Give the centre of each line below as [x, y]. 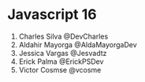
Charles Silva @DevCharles [63, 36]
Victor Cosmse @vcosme [60, 69]
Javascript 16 [52, 15]
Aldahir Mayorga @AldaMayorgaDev [78, 44]
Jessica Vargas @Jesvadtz [63, 53]
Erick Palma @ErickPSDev [61, 61]
